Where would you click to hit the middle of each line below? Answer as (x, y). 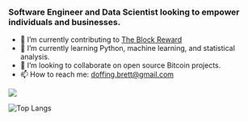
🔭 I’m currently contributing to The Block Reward (101, 40)
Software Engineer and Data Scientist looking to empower (124, 12)
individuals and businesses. (65, 22)
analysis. (35, 57)
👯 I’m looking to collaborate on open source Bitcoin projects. (120, 65)
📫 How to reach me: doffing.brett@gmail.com (97, 74)
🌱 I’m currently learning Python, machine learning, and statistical (128, 48)
